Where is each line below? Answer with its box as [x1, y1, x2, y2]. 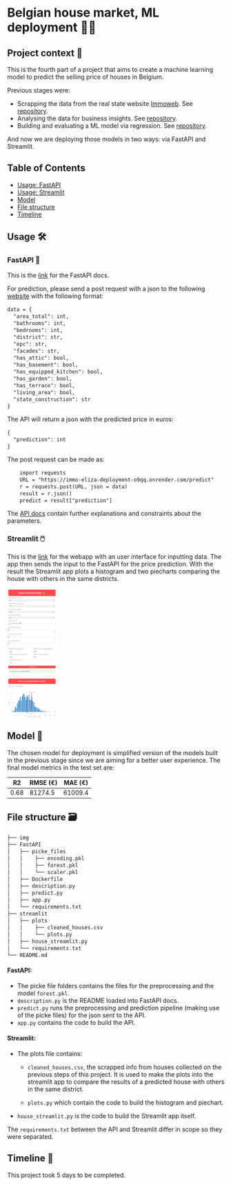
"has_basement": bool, [13, 361, 79, 368]
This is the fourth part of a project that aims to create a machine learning [7, 66, 214, 73]
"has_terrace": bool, [13, 382, 76, 389]
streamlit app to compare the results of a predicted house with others [27, 1077, 225, 1086]
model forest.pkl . [17, 989, 70, 997]
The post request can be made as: [7, 455, 105, 463]
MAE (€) [63, 779, 88, 787]
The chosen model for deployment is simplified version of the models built [7, 748, 219, 757]
